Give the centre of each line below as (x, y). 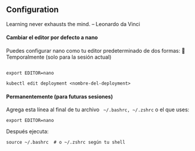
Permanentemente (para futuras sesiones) (60, 97)
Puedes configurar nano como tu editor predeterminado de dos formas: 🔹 (96, 51)
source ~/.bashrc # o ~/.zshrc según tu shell (66, 142)
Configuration (32, 10)
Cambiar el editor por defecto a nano (52, 37)
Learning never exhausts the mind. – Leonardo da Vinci (73, 24)
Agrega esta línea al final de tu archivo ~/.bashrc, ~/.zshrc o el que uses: (98, 110)
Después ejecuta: (27, 131)
